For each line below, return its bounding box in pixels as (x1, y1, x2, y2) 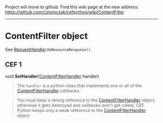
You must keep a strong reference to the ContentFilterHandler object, (16, 97, 156, 103)
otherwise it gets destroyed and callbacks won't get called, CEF (16, 102, 145, 108)
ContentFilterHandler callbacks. (16, 88, 81, 94)
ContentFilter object (5, 31, 88, 41)
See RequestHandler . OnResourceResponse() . (5, 46, 92, 52)
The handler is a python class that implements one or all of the (16, 82, 142, 88)
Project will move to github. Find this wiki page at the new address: (5, 4, 139, 10)
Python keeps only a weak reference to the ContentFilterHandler (16, 107, 146, 113)
